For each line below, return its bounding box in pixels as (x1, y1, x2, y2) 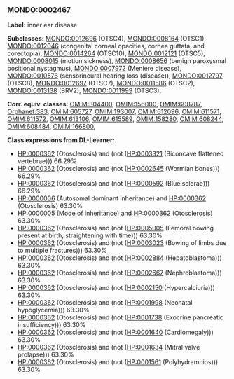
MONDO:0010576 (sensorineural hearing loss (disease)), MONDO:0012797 (7, 71, 223, 80)
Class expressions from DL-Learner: (7, 136, 115, 144)
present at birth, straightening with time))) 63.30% (17, 231, 163, 240)
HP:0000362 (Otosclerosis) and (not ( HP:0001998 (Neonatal (17, 298, 193, 307)
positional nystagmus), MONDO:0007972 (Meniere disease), (7, 64, 182, 73)
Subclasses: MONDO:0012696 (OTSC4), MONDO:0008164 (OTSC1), (7, 34, 207, 43)
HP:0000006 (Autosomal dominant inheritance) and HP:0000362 (17, 194, 207, 202)
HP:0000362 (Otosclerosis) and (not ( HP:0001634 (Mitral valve (17, 343, 200, 352)
